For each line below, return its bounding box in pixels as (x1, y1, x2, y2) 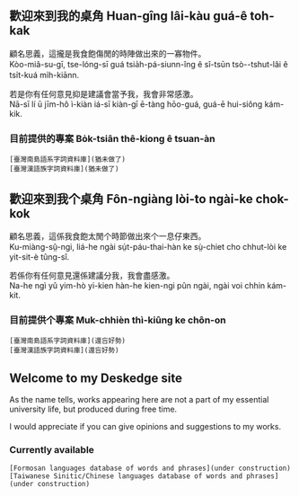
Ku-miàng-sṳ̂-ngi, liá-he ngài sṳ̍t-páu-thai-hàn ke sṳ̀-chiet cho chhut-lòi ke (9, 241, 287, 252)
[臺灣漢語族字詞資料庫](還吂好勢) (9, 346, 119, 355)
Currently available (9, 443, 94, 456)
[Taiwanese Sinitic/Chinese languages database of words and (9, 472, 243, 481)
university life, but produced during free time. (9, 403, 178, 415)
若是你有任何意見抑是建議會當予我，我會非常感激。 (9, 88, 198, 99)
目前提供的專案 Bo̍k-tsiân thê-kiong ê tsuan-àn (9, 132, 215, 145)
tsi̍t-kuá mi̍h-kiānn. (9, 69, 80, 80)
